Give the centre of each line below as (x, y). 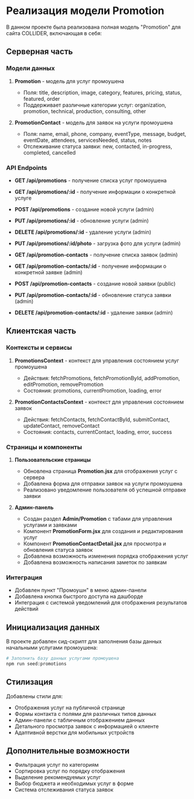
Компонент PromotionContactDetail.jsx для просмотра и (95, 544)
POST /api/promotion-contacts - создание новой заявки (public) (95, 284)
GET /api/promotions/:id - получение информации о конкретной (95, 192)
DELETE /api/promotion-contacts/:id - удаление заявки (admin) (93, 312)
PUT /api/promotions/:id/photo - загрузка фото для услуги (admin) (98, 243)
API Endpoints (27, 168)
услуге (23, 198)
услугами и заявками (50, 525)
